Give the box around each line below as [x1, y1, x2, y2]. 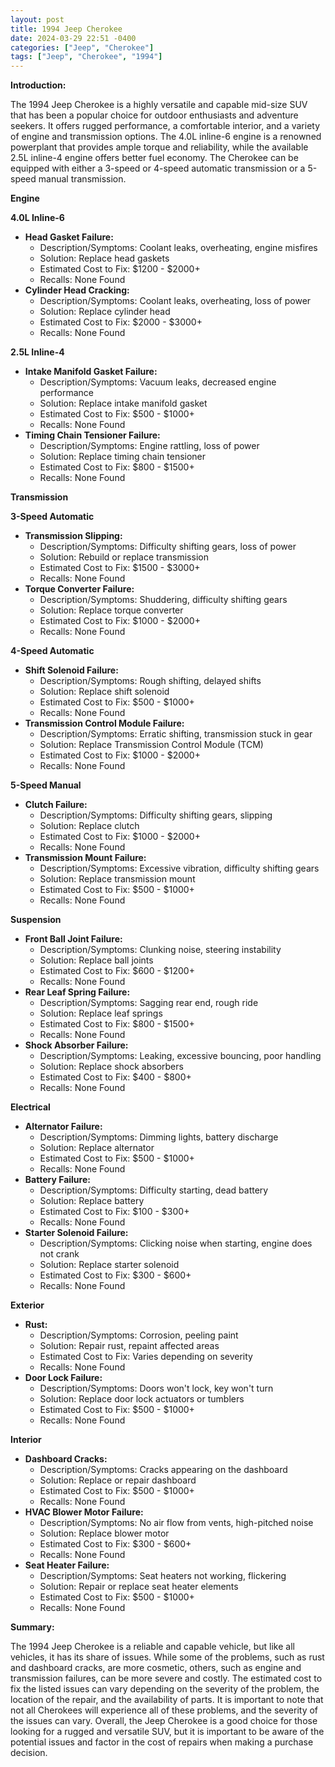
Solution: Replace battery [39, 1195, 145, 1207]
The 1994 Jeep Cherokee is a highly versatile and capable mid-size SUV [10, 99, 308, 111]
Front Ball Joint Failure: [24, 933, 123, 945]
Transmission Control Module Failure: [24, 717, 185, 730]
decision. [10, 1747, 48, 1759]
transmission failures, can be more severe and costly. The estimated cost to [10, 1672, 323, 1685]
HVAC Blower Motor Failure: [24, 1506, 144, 1518]
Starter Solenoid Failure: [24, 1227, 129, 1239]
